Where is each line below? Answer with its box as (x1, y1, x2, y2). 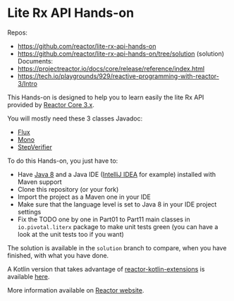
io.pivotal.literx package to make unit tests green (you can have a (17, 222, 218, 231)
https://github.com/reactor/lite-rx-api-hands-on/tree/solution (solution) (17, 49, 224, 58)
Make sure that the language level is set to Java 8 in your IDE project (17, 199, 217, 209)
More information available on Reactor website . (7, 285, 144, 294)
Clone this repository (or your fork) (17, 185, 119, 193)
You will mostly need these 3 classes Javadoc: (7, 114, 143, 123)
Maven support (17, 178, 62, 186)
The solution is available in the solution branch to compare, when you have (7, 243, 227, 252)
